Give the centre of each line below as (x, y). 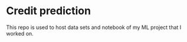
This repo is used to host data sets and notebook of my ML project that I (94, 27)
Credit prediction (49, 11)
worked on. (20, 33)
